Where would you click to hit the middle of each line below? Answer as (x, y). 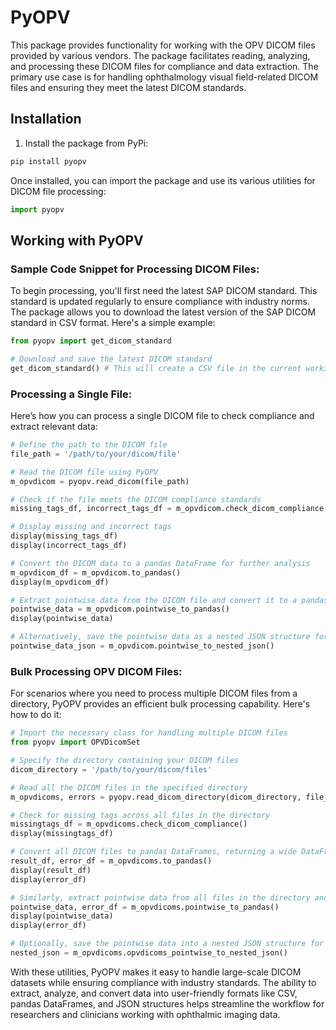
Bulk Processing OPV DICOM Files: (96, 671)
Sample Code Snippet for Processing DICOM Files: (135, 269)
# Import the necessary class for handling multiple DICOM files (149, 733)
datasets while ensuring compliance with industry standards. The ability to (163, 982)
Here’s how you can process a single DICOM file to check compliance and (162, 416)
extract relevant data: (54, 427)
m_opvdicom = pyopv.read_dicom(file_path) (100, 481)
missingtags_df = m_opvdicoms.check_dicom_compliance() (129, 824)
